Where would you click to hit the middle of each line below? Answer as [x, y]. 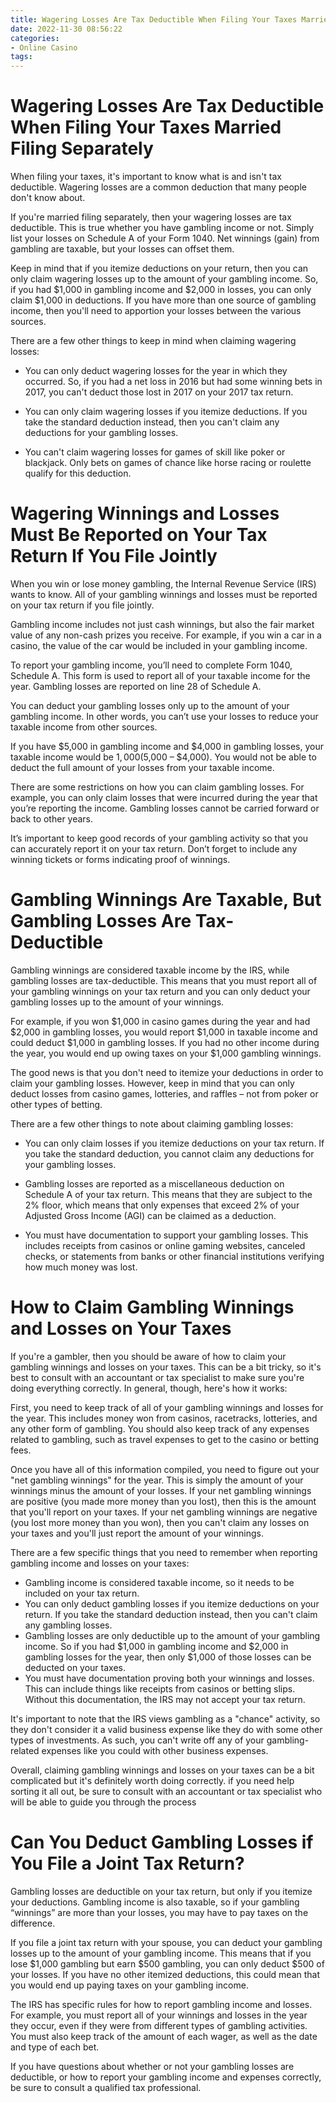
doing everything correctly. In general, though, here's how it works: [149, 1388]
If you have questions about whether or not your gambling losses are [152, 2066]
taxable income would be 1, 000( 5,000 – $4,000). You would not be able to [163, 757]
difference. [33, 1923]
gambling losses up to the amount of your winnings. [117, 1002]
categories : [35, 38]
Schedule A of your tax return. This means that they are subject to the [168, 1194]
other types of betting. [56, 1104]
